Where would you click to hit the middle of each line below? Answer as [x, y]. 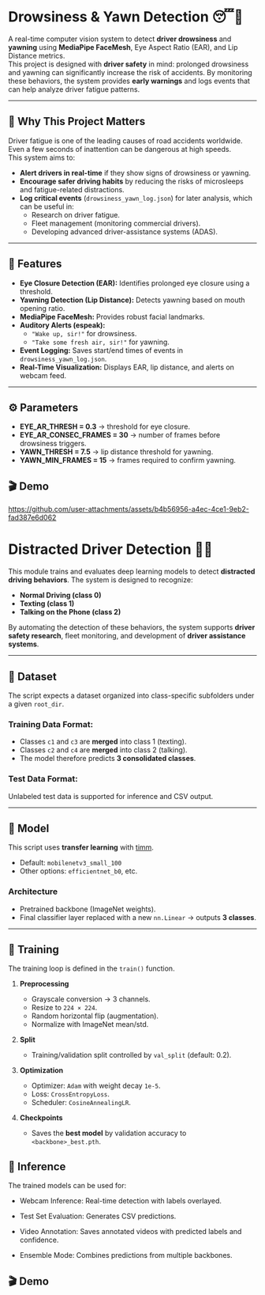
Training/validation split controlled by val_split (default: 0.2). [131, 1055]
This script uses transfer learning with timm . [81, 847]
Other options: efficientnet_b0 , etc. [78, 871]
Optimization [41, 1070]
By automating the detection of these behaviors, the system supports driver [132, 627]
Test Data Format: [43, 779]
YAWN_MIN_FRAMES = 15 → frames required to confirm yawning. [128, 460]
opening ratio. [42, 308]
